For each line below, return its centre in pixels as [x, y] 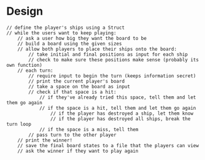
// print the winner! [45, 140]
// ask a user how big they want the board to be [82, 38]
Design [25, 11]
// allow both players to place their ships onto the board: [97, 49]
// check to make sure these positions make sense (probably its [114, 59]
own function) [25, 65]
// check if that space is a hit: [72, 92]
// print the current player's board [76, 81]
